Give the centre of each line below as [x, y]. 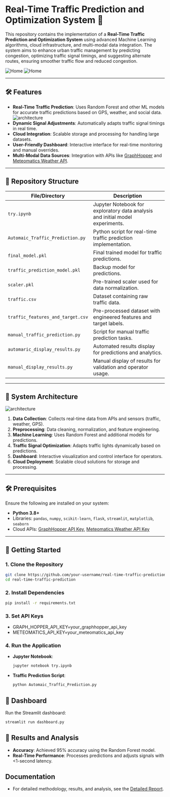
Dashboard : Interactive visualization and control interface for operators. [88, 457]
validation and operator [120, 367]
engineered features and [122, 317]
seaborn [20, 524]
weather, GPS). [28, 424]
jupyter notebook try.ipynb [42, 666]
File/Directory [48, 196]
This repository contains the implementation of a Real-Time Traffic [75, 34]
